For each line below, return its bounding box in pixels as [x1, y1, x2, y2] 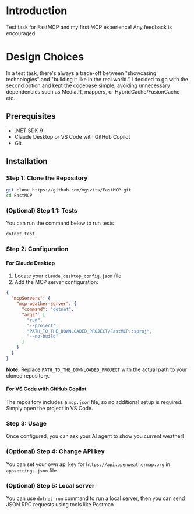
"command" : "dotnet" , [21, 306, 75, 313]
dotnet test [6, 231, 35, 237]
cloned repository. [6, 372, 50, 379]
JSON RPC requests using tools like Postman [6, 501, 114, 508]
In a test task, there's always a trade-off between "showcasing [6, 69, 157, 77]
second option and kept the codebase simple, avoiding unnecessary [6, 82, 170, 89]
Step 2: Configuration [6, 245, 69, 253]
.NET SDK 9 [14, 127, 43, 134]
